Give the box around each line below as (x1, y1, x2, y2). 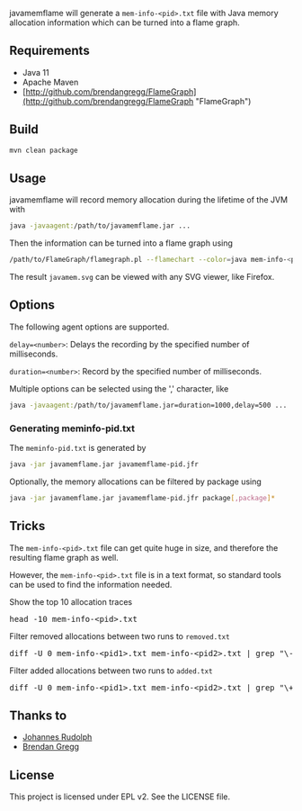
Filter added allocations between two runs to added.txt (9, 665, 213, 676)
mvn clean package (9, 146, 78, 155)
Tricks (9, 518, 46, 534)
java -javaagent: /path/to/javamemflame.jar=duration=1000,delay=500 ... (9, 401, 288, 410)
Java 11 (22, 67, 49, 77)
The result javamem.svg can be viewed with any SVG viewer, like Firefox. (9, 272, 275, 283)
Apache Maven (22, 77, 79, 87)
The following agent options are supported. (9, 321, 170, 332)
